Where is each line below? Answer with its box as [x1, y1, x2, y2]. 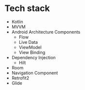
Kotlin [11, 19, 23, 25]
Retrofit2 [11, 75, 30, 81]
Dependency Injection [11, 54, 56, 60]
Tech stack [4, 3, 50, 14]
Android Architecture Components [11, 29, 81, 35]
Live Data [18, 39, 38, 45]
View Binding [18, 49, 46, 55]
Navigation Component [11, 70, 58, 76]
